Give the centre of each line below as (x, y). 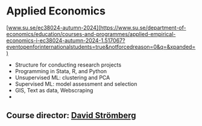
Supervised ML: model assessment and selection (76, 84)
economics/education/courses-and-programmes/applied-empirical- (91, 34)
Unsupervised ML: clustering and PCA (62, 77)
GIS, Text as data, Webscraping (54, 90)
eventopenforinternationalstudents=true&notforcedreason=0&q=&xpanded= (101, 47)
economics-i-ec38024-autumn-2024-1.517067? (66, 40)
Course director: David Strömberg (71, 115)
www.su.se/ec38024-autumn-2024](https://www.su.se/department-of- (97, 28)
